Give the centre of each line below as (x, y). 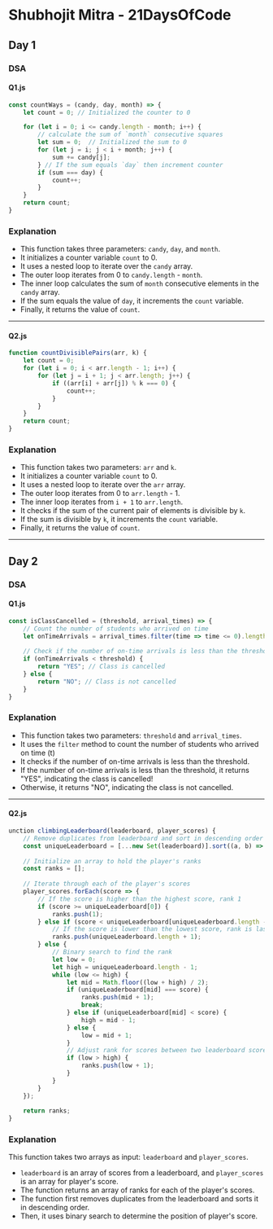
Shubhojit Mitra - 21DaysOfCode (120, 15)
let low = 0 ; (74, 959)
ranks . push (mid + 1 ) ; (117, 998)
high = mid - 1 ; (108, 1020)
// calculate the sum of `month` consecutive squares (130, 135)
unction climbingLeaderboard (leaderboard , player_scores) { (113, 831)
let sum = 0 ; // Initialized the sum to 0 (112, 143)
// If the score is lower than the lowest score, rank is (152, 929)
